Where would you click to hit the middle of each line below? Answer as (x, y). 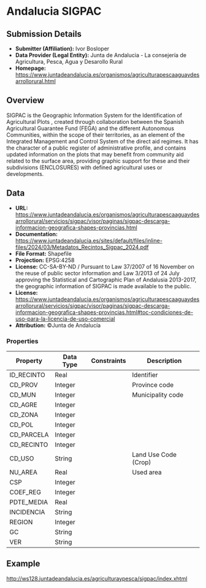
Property (29, 361)
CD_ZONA (24, 414)
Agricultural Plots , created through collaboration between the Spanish (95, 121)
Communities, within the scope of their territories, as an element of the (96, 135)
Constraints (109, 361)
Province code (153, 384)
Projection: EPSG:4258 (45, 260)
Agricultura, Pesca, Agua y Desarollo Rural (69, 62)
